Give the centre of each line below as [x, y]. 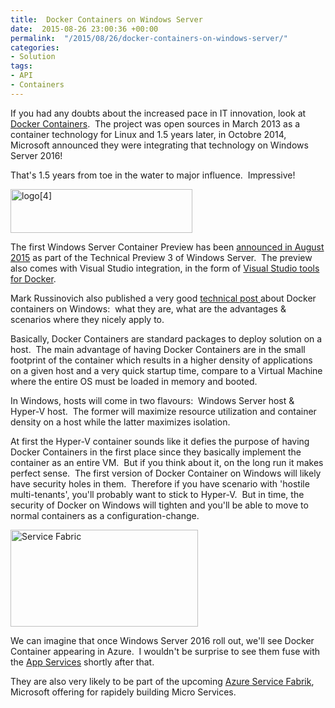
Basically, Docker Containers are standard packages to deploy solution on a [166, 338]
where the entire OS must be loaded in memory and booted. [134, 381]
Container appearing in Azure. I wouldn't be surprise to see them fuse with [165, 651]
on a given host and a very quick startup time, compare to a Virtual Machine [166, 370]
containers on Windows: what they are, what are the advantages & [148, 308]
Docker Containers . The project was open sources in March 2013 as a [155, 123]
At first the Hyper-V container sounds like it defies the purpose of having [160, 441]
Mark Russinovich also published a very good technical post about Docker [163, 298]
